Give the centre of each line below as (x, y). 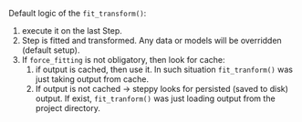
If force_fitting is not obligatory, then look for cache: (123, 60)
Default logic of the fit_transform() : (78, 13)
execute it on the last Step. (72, 30)
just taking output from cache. (92, 79)
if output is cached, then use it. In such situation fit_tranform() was (164, 69)
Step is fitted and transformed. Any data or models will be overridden (151, 41)
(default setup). (51, 50)
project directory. (68, 108)
